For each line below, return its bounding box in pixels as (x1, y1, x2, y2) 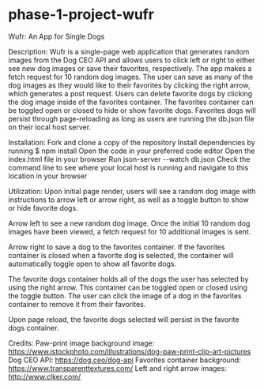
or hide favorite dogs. (8, 203, 78, 212)
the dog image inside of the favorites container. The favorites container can (8, 97, 255, 107)
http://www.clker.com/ (8, 372, 81, 381)
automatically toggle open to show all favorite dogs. (8, 259, 177, 268)
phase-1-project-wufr (8, 6, 154, 24)
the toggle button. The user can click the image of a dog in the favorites (8, 290, 242, 301)
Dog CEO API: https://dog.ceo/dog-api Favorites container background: (8, 355, 241, 365)
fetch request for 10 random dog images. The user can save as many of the (8, 72, 254, 81)
